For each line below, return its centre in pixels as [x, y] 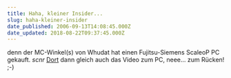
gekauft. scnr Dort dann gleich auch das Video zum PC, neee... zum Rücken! [116, 60]
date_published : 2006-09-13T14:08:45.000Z [69, 26]
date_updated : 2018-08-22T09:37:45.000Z [66, 33]
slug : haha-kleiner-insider [48, 20]
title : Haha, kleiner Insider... [55, 13]
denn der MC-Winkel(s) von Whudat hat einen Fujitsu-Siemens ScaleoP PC [113, 52]
